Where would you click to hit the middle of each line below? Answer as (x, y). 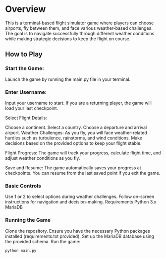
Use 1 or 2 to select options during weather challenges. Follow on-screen (80, 196)
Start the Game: (25, 68)
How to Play (24, 54)
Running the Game (28, 220)
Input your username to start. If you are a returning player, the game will (79, 103)
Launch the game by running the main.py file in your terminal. (68, 79)
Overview (26, 9)
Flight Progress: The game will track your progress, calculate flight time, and (83, 153)
